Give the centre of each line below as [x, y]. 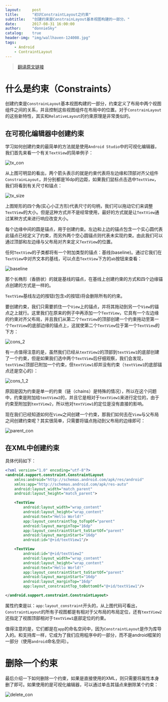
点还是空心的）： [22, 371]
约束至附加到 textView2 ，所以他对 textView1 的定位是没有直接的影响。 [76, 404]
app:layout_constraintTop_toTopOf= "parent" [69, 521]
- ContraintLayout [33, 52]
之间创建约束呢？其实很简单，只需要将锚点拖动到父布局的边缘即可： [75, 421]
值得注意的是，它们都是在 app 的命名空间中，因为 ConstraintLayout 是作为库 [81, 629]
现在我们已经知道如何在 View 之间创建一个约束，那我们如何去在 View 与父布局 [82, 415]
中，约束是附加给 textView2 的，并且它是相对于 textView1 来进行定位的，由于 [82, 398]
